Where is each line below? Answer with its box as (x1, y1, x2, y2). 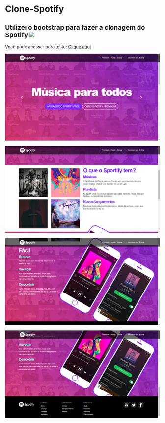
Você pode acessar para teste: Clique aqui (5, 44, 91, 50)
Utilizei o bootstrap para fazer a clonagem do (5, 23, 145, 32)
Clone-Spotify (5, 3, 64, 15)
